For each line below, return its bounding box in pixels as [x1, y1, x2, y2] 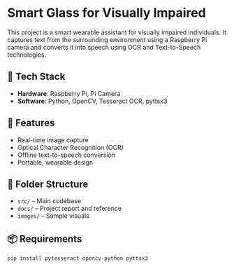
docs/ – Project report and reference [17, 205, 122, 213]
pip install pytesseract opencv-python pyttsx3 [7, 255, 149, 262]
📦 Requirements [7, 233, 82, 244]
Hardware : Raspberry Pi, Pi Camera [17, 89, 121, 97]
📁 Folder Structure [7, 178, 89, 190]
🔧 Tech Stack [7, 71, 66, 83]
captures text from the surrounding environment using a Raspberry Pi [7, 35, 207, 43]
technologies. [7, 50, 47, 59]
